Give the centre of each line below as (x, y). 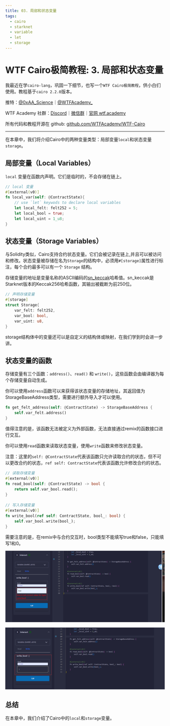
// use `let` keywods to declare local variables (68, 203)
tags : (11, 16)
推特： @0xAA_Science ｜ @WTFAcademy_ (49, 102)
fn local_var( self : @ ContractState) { (45, 197)
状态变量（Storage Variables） (54, 241)
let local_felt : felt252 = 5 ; (46, 208)
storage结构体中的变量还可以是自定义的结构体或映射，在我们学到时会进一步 (84, 337)
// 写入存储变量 (20, 505)
